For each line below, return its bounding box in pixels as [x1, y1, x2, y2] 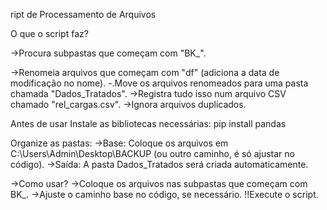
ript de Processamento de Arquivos [10, 9, 157, 20]
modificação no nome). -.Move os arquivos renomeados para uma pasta [10, 77, 309, 89]
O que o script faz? [10, 28, 89, 39]
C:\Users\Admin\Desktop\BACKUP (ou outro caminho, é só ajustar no [10, 148, 295, 159]
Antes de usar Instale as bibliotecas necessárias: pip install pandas [10, 118, 287, 129]
